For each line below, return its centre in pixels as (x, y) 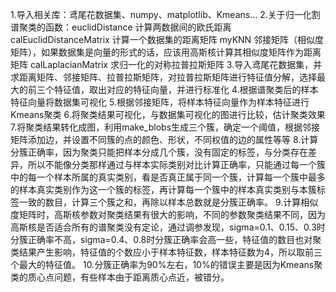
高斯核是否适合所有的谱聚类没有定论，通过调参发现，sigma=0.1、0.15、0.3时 (168, 227)
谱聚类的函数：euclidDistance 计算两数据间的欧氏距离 (121, 27)
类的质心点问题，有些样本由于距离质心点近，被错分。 (120, 277)
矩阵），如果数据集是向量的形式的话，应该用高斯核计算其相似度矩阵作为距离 (166, 52)
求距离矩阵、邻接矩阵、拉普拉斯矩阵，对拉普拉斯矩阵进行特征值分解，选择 (163, 77)
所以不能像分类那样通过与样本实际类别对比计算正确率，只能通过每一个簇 (176, 164)
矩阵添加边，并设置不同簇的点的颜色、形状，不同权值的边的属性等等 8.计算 (164, 139)
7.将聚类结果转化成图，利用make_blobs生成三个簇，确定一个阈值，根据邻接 (165, 127)
